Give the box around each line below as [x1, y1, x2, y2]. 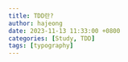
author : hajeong [8, 19, 63, 27]
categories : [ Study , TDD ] [8, 34, 95, 43]
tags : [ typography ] [8, 42, 74, 50]
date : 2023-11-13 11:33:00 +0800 [8, 27, 121, 35]
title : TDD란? [8, 11, 54, 20]
